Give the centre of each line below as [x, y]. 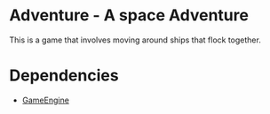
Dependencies [64, 76]
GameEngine [45, 100]
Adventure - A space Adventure [129, 15]
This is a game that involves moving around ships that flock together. [135, 40]
